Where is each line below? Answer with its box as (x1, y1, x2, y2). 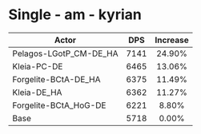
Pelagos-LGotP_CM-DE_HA (12, 48, 119, 59)
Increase (155, 34, 190, 45)
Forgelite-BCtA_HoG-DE (12, 100, 107, 111)
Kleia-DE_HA (12, 86, 62, 97)
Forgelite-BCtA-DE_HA (12, 73, 102, 85)
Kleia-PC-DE (12, 61, 63, 72)
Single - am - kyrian (8, 6, 142, 24)
